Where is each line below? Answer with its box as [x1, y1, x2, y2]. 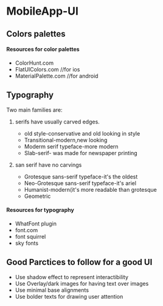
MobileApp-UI [6, 4, 79, 18]
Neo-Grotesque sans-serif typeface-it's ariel [24, 179, 137, 187]
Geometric [24, 192, 51, 200]
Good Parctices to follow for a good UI [6, 257, 153, 268]
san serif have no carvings [15, 161, 82, 169]
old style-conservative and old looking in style [24, 129, 140, 137]
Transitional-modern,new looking [24, 136, 108, 144]
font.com [15, 226, 38, 233]
